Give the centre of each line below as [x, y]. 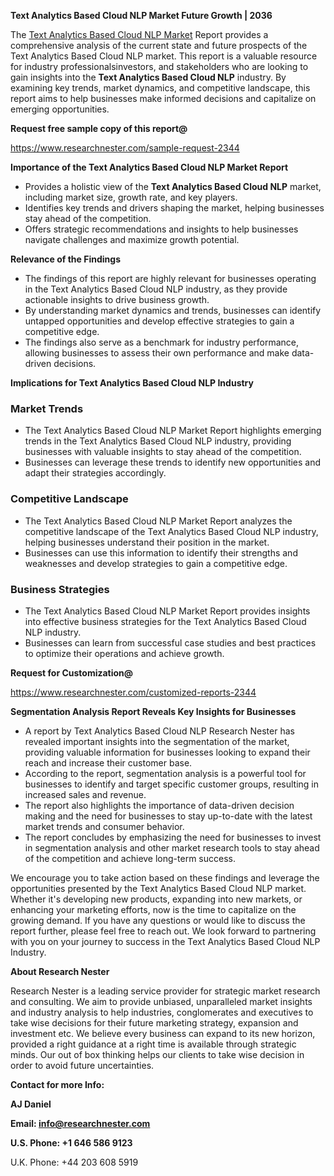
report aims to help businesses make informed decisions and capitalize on [163, 98]
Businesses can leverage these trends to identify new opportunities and [173, 462]
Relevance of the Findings [65, 259]
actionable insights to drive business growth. [117, 299]
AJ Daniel [31, 1104]
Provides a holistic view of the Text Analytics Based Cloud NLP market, [173, 186]
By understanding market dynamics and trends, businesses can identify [173, 310]
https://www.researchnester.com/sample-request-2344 [125, 148]
